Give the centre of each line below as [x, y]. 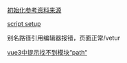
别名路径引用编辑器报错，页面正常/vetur [63, 38]
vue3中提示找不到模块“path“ [47, 52]
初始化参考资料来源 [34, 10]
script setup [24, 24]
